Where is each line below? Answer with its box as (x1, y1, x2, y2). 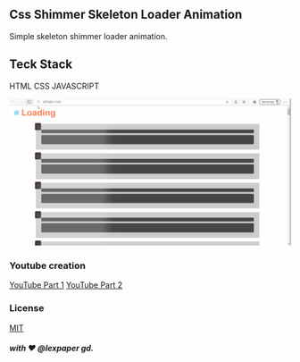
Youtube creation (9, 259, 87, 272)
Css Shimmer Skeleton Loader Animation (9, 7, 243, 22)
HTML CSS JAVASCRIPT (9, 80, 100, 91)
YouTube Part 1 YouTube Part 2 (9, 280, 123, 290)
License (9, 302, 45, 315)
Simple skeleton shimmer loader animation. (9, 30, 168, 41)
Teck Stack (9, 57, 73, 72)
